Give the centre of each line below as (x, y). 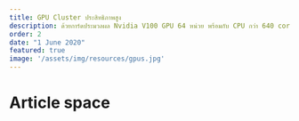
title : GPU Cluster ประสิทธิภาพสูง (65, 17)
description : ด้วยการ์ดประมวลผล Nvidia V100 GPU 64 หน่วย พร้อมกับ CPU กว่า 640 (141, 26)
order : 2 (25, 34)
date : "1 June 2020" (48, 42)
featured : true (37, 51)
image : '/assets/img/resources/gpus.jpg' (87, 59)
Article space (60, 103)
